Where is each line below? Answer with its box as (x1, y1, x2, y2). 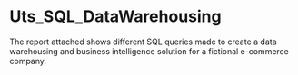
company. (9, 55, 47, 66)
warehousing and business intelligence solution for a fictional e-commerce (9, 45, 289, 56)
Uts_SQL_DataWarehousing (9, 6, 222, 27)
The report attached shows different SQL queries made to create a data (9, 36, 277, 47)
